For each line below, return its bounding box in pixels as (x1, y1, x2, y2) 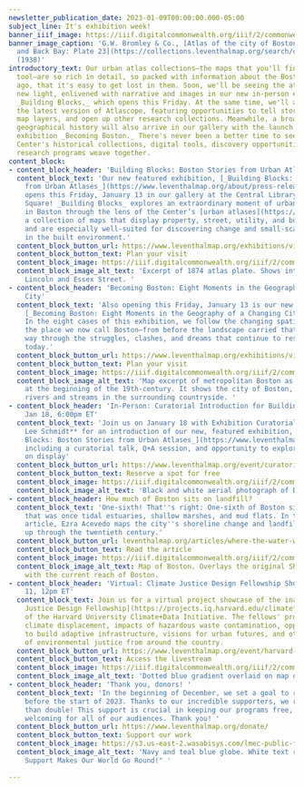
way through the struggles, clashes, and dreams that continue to (25, 334, 281, 343)
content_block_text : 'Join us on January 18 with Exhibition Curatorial (16, 418, 298, 428)
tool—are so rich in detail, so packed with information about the (16, 73, 278, 82)
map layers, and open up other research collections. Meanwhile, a (16, 114, 278, 123)
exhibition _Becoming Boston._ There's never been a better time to (16, 132, 281, 141)
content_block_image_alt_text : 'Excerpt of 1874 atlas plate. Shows (16, 267, 281, 276)
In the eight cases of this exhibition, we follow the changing (25, 317, 273, 327)
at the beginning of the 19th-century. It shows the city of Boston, (25, 385, 294, 394)
